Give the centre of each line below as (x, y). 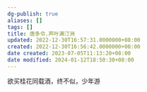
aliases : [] (25, 21)
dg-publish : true (33, 14)
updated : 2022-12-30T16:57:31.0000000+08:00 (74, 40)
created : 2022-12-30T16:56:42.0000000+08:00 (74, 47)
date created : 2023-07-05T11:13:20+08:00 (69, 54)
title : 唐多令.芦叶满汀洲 (41, 34)
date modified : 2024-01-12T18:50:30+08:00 (71, 60)
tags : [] (20, 27)
